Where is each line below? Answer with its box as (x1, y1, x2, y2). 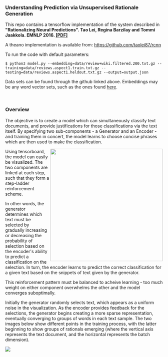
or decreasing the (5, 232, 42, 238)
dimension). (5, 337, 30, 343)
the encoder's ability (5, 248, 47, 254)
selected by (5, 222, 29, 228)
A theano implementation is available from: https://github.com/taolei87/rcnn (5, 42, 161, 48)
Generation (5, 10, 33, 17)
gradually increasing (5, 227, 47, 233)
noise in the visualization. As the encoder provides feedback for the (5, 305, 144, 311)
